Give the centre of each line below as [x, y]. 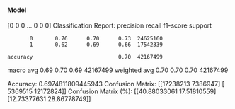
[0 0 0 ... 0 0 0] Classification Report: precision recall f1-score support [110, 25]
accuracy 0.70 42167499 [85, 57]
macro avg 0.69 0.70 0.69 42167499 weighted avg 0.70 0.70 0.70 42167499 [118, 70]
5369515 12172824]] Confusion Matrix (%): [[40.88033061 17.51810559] [112, 91]
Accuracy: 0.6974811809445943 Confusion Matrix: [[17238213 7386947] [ [116, 84]
